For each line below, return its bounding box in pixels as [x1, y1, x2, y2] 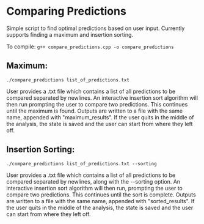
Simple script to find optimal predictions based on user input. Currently [6, 24, 185, 32]
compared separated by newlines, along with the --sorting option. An [6, 177, 181, 185]
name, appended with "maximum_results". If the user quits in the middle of [6, 113, 194, 121]
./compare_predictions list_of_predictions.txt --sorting [6, 160, 157, 166]
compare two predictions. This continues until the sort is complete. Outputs [6, 191, 197, 198]
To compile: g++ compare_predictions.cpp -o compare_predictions [6, 43, 174, 50]
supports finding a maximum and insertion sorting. [6, 31, 133, 38]
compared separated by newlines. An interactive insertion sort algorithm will [6, 94, 199, 102]
